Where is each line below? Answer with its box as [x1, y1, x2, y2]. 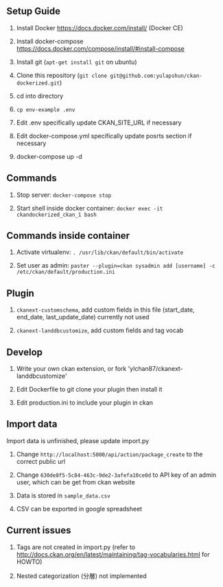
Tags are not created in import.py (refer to [16, 543, 135, 551]
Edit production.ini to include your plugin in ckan [16, 398, 154, 407]
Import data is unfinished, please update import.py [6, 436, 150, 445]
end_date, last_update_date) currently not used [16, 313, 150, 321]
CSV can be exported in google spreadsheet [16, 504, 142, 513]
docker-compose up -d [16, 152, 83, 160]
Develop [6, 346, 43, 358]
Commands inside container [6, 230, 130, 242]
